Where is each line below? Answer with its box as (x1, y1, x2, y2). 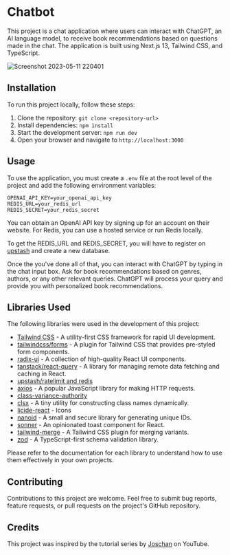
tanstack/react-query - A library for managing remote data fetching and (16, 362, 220, 371)
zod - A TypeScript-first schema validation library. (16, 435, 159, 444)
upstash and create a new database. (7, 246, 111, 254)
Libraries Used (7, 301, 71, 313)
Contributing (7, 476, 63, 488)
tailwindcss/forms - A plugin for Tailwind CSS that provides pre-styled (16, 340, 216, 349)
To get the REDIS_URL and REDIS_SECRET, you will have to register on (7, 239, 206, 248)
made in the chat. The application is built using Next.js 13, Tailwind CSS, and (7, 41, 223, 50)
